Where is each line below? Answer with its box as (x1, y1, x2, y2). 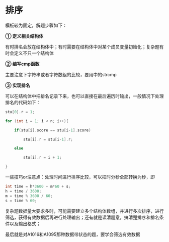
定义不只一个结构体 (14, 50, 54, 56)
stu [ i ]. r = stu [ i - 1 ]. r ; (23, 137, 73, 142)
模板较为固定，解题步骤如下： (5, 22, 67, 28)
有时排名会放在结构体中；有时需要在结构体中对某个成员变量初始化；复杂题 (5, 43, 159, 50)
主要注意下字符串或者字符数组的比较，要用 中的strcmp (5, 71, 117, 77)
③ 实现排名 (5, 82, 30, 88)
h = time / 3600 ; (5, 188, 42, 193)
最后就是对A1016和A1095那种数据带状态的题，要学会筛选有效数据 (5, 231, 140, 237)
